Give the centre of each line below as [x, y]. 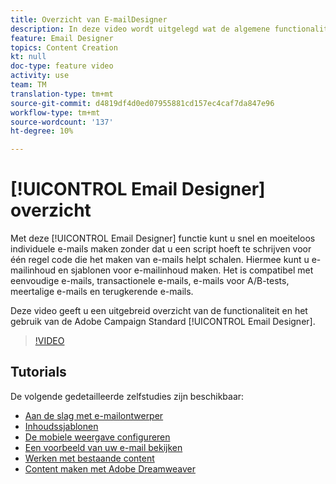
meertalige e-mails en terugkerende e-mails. [102, 292]
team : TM [28, 85]
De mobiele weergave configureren [97, 437]
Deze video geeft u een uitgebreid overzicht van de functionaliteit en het [159, 311]
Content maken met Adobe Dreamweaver [110, 468]
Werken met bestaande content [89, 458]
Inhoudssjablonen [61, 426]
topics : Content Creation [64, 47]
